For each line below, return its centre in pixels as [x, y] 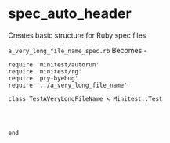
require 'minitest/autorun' [54, 64]
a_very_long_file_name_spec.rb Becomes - [78, 50]
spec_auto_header [70, 14]
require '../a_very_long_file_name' [68, 85]
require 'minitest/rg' [45, 71]
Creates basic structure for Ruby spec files [77, 35]
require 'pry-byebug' [43, 78]
